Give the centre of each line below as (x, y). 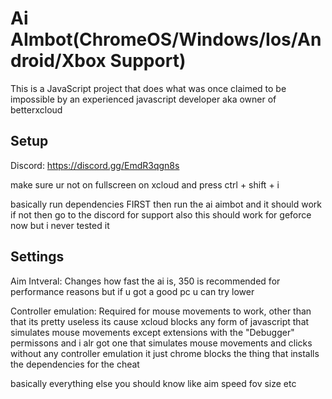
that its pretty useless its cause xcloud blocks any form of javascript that (160, 321)
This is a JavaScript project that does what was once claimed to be (148, 88)
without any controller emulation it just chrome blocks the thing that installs (165, 353)
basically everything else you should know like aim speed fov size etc (153, 383)
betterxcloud (36, 109)
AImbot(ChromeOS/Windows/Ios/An (166, 39)
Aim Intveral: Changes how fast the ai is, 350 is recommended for (145, 281)
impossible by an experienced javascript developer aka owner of (143, 99)
